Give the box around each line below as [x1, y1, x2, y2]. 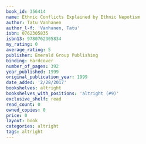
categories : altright [6, 123, 59, 129]
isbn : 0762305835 [6, 31, 49, 36]
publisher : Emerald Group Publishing [6, 52, 99, 58]
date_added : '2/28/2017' [6, 80, 67, 86]
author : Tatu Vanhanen [6, 19, 62, 25]
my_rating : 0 [6, 42, 38, 48]
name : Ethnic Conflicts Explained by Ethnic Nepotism [6, 14, 141, 20]
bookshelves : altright [6, 85, 62, 91]
